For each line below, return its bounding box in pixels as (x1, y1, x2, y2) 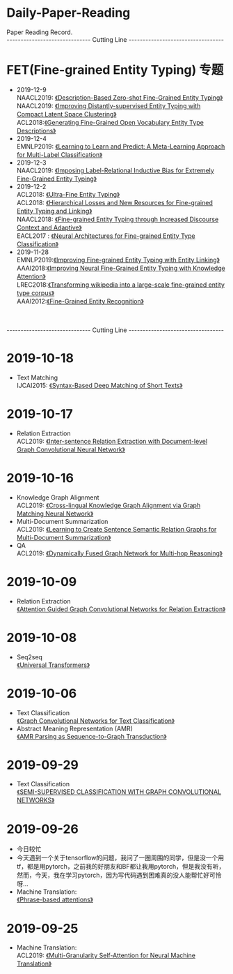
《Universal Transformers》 (16, 661, 90, 669)
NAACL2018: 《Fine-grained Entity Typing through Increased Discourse (16, 215, 219, 223)
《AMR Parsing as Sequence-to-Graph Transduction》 (16, 732, 167, 740)
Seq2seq (16, 652, 43, 661)
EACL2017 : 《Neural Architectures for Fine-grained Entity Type (16, 232, 195, 240)
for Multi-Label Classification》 (16, 150, 103, 158)
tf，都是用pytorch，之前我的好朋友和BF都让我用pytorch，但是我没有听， (16, 862, 225, 871)
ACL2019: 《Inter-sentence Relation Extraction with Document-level (16, 437, 208, 445)
